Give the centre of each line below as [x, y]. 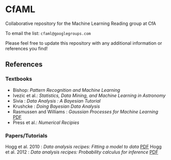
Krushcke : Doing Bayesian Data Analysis [56, 106]
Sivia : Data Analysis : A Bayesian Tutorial [56, 101]
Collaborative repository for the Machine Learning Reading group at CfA [81, 23]
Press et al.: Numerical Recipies [46, 122]
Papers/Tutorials [26, 136]
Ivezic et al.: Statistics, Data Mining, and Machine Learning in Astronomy [89, 95]
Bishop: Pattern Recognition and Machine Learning [66, 90]
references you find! [26, 48]
